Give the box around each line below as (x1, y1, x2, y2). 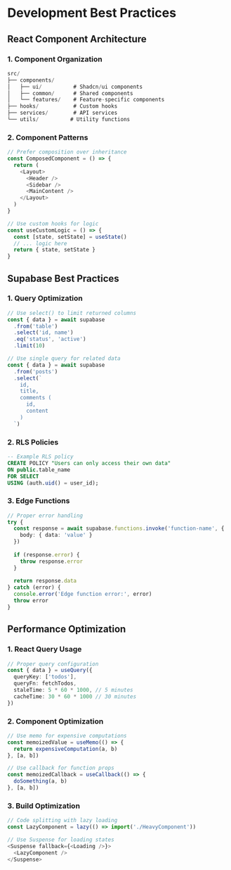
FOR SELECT (7, 473, 39, 480)
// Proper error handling (7, 512, 83, 519)
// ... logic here (13, 240, 68, 247)
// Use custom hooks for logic (7, 220, 99, 227)
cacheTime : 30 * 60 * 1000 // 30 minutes (13, 692, 137, 700)
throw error (13, 597, 49, 604)
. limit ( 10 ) (13, 342, 46, 349)
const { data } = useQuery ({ (7, 667, 93, 674)
